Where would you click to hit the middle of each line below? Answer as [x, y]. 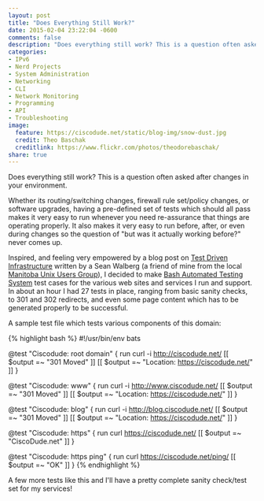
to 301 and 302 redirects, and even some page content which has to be [123, 299]
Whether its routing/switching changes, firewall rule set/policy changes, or [129, 201]
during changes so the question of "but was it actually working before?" [125, 234]
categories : [27, 52]
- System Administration [49, 74]
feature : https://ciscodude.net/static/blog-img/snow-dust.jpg [121, 132]
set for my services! [40, 488]
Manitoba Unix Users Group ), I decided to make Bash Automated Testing [126, 275]
